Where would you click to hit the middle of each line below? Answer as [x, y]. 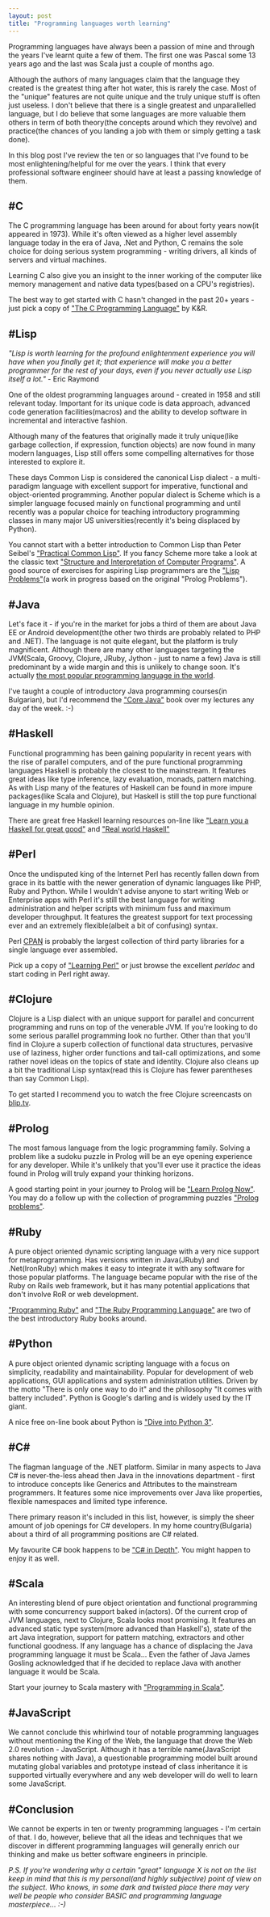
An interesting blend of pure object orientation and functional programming [133, 1603]
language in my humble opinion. [61, 804]
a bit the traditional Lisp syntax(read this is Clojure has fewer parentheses [131, 1070]
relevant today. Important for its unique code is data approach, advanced [129, 403]
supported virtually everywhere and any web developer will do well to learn [133, 1776]
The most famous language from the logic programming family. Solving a [129, 1148]
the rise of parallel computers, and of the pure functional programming [126, 761]
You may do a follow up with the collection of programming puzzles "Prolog [134, 1198]
